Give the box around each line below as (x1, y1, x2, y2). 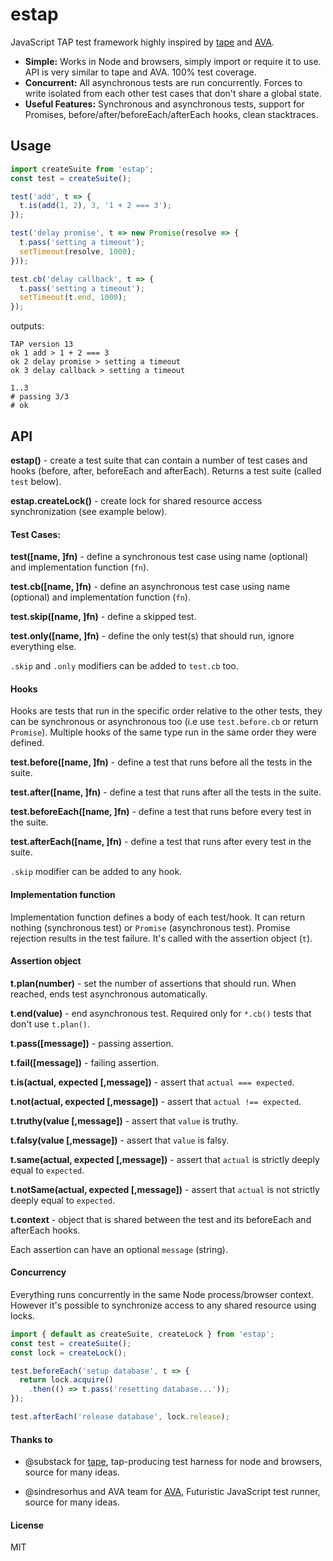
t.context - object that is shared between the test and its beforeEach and (10, 1213, 312, 1225)
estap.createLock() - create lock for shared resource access (10, 494, 263, 507)
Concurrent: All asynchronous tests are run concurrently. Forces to (24, 76, 303, 88)
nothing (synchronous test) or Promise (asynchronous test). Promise (10, 921, 291, 933)
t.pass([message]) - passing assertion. (10, 1037, 174, 1049)
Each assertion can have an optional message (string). (10, 1243, 228, 1255)
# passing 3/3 (10, 392, 70, 402)
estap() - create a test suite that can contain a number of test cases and (10, 454, 308, 466)
